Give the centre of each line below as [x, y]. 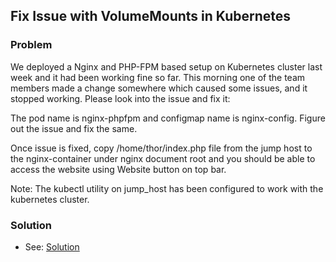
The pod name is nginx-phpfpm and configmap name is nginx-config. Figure [168, 118]
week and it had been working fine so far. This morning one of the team [158, 77]
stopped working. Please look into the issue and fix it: [120, 98]
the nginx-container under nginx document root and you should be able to [163, 158]
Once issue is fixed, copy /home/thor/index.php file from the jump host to [161, 148]
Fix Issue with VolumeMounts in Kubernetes [151, 16]
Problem [31, 45]
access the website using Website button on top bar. [118, 169]
